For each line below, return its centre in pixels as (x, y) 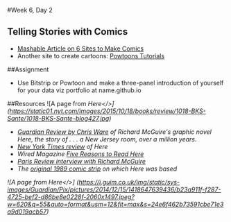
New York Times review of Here (63, 146)
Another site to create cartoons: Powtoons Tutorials (91, 55)
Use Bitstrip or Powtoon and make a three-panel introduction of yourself (120, 83)
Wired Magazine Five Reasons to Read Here (80, 154)
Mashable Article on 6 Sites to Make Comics (80, 49)
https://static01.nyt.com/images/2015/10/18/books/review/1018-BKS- (108, 111)
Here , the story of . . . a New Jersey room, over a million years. (107, 139)
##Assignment (28, 69)
